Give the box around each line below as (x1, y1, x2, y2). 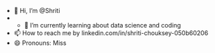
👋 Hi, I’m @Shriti (13, 7, 60, 14)
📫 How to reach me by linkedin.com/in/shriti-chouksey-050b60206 (13, 29, 209, 37)
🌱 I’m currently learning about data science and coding (24, 21, 182, 29)
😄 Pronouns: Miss (13, 39, 67, 47)
